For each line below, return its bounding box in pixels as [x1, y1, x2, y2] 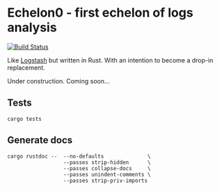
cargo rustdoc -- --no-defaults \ [7, 153, 151, 160]
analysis [7, 19, 57, 35]
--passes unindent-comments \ [63, 171, 151, 178]
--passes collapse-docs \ [63, 165, 151, 172]
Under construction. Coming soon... [7, 76, 110, 85]
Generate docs [7, 134, 73, 147]
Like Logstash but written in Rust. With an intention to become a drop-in [7, 56, 214, 64]
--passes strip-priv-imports [63, 177, 148, 184]
